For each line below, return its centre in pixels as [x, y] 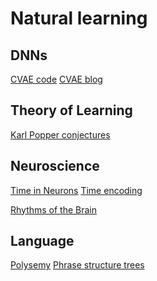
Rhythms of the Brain [54, 209]
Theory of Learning [71, 110]
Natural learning [79, 18]
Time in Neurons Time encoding [76, 190]
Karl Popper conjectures [60, 134]
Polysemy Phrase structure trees [77, 265]
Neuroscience [55, 166]
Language [42, 241]
